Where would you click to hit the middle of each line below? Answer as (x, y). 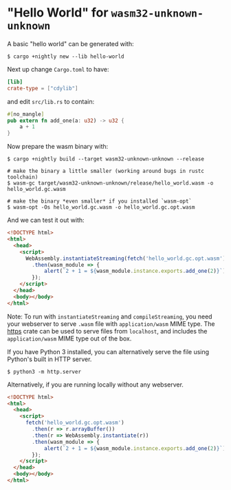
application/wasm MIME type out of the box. (69, 338)
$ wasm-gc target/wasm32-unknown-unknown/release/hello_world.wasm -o (110, 183)
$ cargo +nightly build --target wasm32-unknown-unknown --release (106, 159)
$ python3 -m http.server (44, 371)
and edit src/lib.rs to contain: (51, 101)
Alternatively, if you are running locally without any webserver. (96, 385)
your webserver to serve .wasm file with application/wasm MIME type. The (111, 324)
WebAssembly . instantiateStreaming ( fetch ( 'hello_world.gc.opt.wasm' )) (127, 258)
